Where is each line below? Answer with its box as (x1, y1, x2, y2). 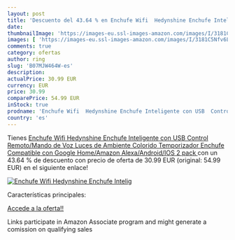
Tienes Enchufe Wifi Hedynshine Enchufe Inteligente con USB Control (7, 134, 208, 142)
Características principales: (7, 190, 86, 199)
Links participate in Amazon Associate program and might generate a (7, 218, 207, 226)
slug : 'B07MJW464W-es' (7, 62, 73, 69)
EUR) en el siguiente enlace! (7, 163, 89, 171)
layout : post (7, 10, 45, 17)
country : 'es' (7, 114, 49, 121)
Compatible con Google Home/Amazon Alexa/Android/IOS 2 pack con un (7, 148, 218, 157)
